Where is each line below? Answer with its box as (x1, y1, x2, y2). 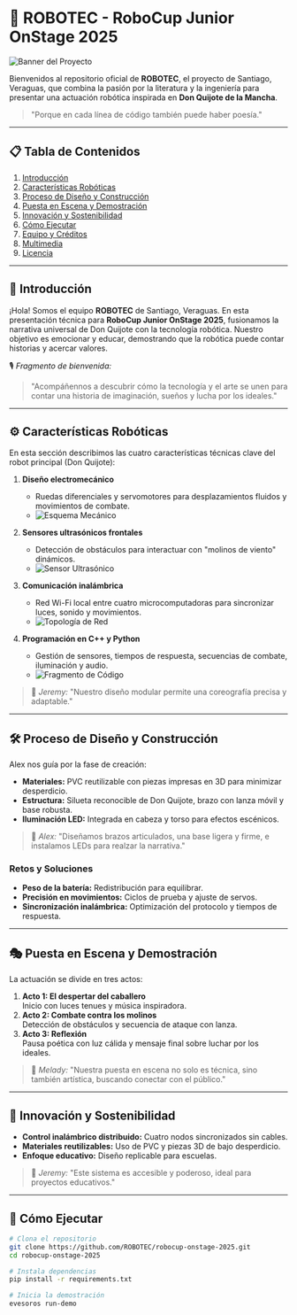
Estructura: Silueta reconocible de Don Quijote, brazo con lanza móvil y (21, 795, 285, 806)
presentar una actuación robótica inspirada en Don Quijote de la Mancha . (9, 92, 278, 103)
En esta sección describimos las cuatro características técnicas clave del (9, 447, 276, 459)
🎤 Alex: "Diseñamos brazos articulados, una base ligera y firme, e (30, 832, 270, 842)
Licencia (21, 247, 53, 258)
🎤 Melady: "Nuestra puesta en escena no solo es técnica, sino (30, 1064, 258, 1075)
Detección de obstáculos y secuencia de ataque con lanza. (21, 1019, 238, 1030)
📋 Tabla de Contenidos (9, 144, 141, 159)
